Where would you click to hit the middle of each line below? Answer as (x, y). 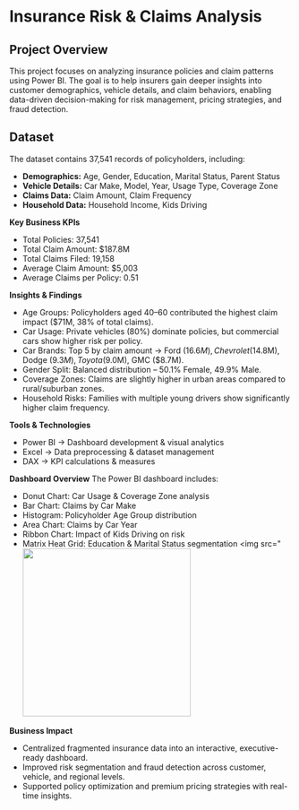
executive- (259, 748)
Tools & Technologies (50, 425)
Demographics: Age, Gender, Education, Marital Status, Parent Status (151, 176)
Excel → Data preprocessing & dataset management (118, 452)
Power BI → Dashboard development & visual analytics (123, 442)
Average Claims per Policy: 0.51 (80, 277)
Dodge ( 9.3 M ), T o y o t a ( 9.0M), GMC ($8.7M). (103, 359)
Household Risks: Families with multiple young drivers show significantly (156, 398)
